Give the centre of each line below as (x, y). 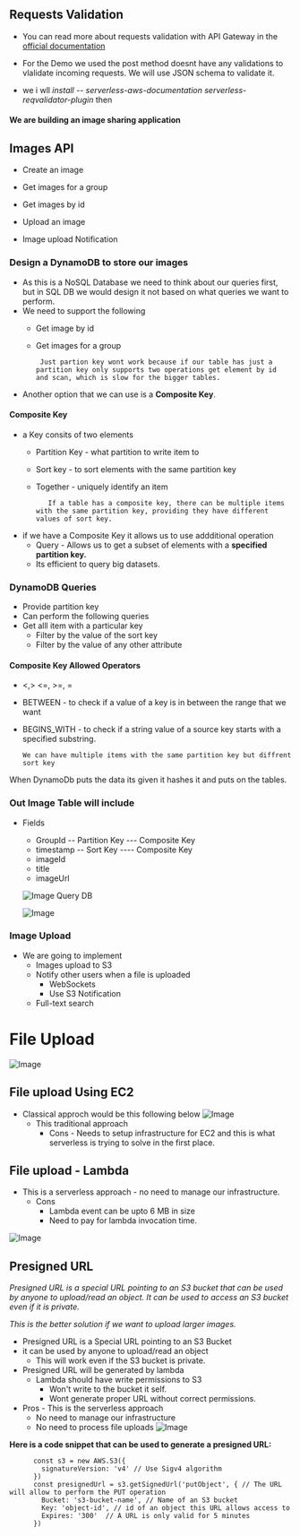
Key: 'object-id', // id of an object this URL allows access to (166, 1508)
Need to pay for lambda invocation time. (123, 1221)
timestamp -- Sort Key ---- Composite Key (114, 850)
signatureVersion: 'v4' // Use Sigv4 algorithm (132, 1469)
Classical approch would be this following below (111, 1114)
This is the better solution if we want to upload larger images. (123, 1325)
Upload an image (54, 222)
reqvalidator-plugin (58, 99)
